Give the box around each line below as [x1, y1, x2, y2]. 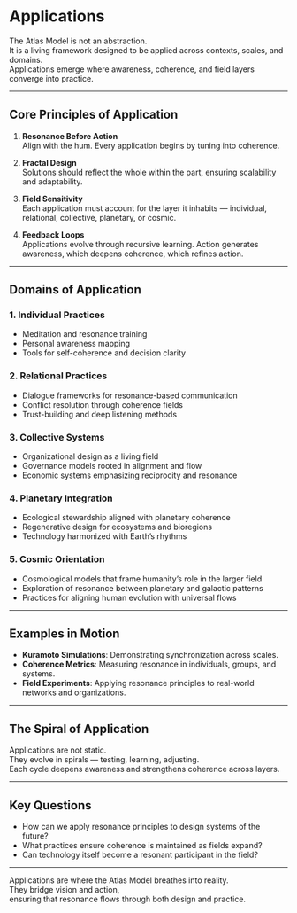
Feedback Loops [21, 229, 85, 240]
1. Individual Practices [9, 308, 106, 321]
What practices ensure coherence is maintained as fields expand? [21, 840, 263, 851]
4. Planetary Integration [9, 492, 113, 504]
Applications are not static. [9, 745, 107, 755]
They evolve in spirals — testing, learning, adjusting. [9, 754, 200, 765]
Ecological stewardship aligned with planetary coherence [21, 512, 232, 523]
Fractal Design [21, 157, 77, 168]
